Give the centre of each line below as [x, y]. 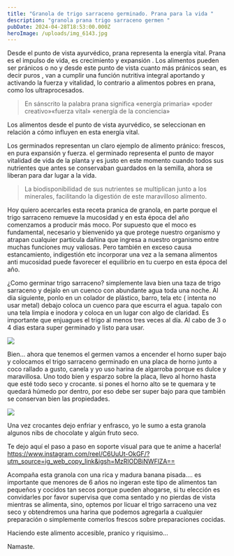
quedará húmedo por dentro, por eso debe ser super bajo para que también [116, 392]
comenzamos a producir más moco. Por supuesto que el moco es [102, 225]
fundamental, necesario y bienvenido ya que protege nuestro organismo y [114, 232]
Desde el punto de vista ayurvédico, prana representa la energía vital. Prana [116, 53]
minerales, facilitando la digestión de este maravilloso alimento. [116, 197]
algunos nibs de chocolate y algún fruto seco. [73, 433]
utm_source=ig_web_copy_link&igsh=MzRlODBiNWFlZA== [92, 462]
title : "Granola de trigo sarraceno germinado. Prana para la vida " [111, 14]
